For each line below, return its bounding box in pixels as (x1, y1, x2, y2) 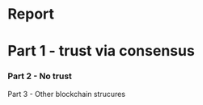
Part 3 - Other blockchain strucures (7, 89, 126, 99)
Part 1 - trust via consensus (7, 42, 195, 61)
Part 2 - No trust (7, 70, 72, 82)
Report (7, 5, 54, 23)
